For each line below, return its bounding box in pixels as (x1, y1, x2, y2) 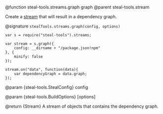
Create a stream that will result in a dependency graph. (5, 14, 117, 19)
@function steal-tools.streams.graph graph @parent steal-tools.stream (5, 4, 150, 10)
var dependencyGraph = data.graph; (14, 71, 87, 76)
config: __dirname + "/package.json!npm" (14, 46, 100, 51)
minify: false (14, 54, 43, 59)
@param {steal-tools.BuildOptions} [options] (5, 94, 96, 100)
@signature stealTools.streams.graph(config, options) (5, 23, 121, 29)
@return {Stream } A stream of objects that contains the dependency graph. (5, 103, 159, 109)
